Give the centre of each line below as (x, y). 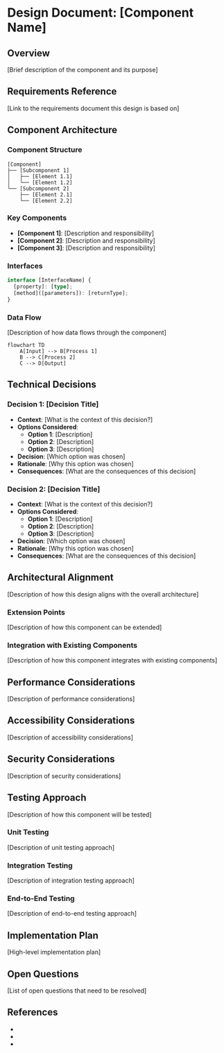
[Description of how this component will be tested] (79, 814)
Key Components (37, 218)
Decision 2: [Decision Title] (54, 489)
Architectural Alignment (60, 577)
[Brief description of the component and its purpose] (83, 70)
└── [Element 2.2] (46, 200)
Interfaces (25, 266)
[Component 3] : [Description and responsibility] (86, 248)
